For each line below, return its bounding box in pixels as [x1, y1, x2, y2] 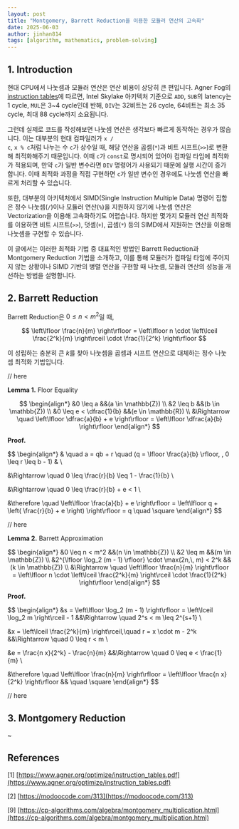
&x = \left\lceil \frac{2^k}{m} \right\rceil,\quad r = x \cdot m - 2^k [7, 627, 197, 636]
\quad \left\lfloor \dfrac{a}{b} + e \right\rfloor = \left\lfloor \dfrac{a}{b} [16, 415, 223, 423]
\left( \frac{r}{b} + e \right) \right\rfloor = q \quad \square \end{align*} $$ [7, 507, 223, 515]
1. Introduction [7, 63, 73, 76]
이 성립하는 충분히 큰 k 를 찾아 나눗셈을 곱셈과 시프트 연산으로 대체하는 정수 [7, 349, 214, 357]
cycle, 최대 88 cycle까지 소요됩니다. [7, 110, 109, 118]
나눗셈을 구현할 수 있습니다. [7, 229, 84, 237]
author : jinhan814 [7, 30, 62, 38]
